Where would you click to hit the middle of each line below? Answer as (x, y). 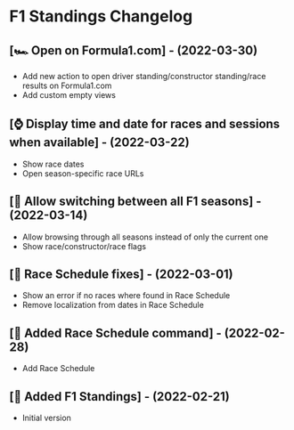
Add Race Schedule (58, 369)
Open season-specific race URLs (83, 173)
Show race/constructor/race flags (84, 246)
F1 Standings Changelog (101, 16)
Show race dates (53, 164)
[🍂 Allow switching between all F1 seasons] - (135, 202)
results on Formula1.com (67, 85)
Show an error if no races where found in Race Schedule (126, 296)
